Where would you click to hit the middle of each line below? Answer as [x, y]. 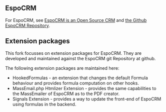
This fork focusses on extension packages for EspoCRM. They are [73, 53]
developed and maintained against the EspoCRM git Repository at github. [80, 58]
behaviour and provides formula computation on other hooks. [75, 83]
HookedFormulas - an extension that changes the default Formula [80, 78]
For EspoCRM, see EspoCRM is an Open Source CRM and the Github [76, 20]
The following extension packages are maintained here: [62, 68]
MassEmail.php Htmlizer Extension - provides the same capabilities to [84, 88]
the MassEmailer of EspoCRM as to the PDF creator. [66, 94]
